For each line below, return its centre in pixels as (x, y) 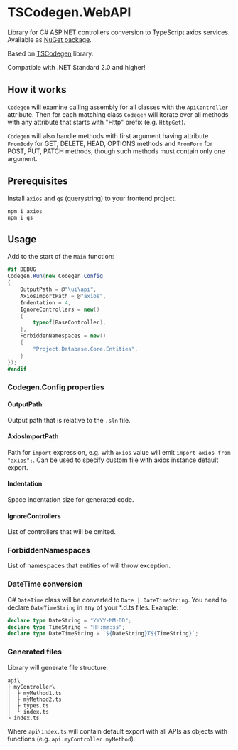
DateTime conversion (45, 584)
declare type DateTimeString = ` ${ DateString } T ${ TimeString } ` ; (103, 634)
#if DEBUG (22, 269)
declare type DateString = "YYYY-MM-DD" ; (70, 620)
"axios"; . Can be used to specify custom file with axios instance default (113, 460)
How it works (37, 90)
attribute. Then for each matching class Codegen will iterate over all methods (118, 114)
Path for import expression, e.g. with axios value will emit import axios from (119, 452)
